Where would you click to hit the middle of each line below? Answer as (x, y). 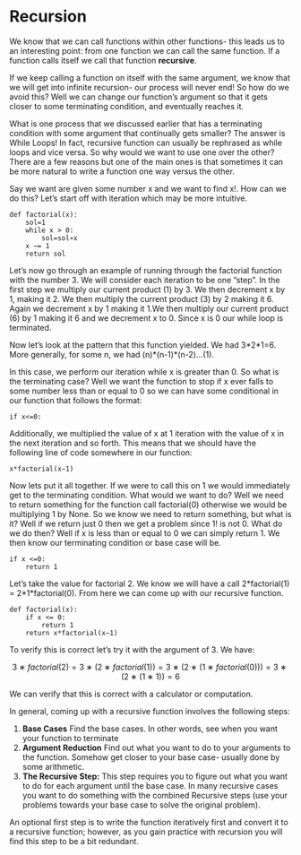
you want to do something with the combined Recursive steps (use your (155, 795)
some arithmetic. (53, 766)
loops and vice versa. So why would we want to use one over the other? (142, 152)
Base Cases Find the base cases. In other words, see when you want (150, 729)
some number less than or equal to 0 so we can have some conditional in (144, 391)
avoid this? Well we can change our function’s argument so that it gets (139, 97)
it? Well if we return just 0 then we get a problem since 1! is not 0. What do (146, 523)
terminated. (30, 327)
